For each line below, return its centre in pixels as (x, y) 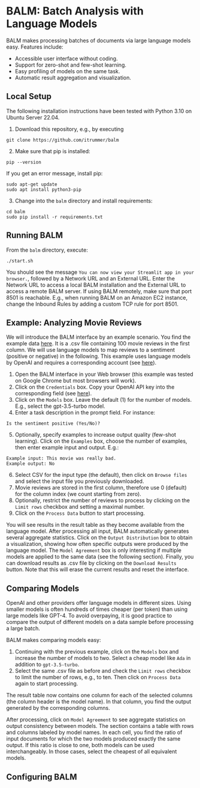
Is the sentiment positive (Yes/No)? (53, 424)
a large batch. (23, 628)
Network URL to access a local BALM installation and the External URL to (96, 285)
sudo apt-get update (32, 184)
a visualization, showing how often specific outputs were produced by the (97, 544)
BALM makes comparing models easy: (54, 640)
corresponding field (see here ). (53, 393)
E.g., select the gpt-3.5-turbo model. (60, 406)
